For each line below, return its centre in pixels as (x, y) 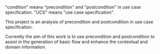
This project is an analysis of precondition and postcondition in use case (79, 22)
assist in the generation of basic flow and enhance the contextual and (77, 42)
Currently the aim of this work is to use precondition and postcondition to (80, 37)
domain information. (26, 47)
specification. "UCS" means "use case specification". (60, 12)
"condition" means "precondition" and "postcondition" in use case (73, 7)
